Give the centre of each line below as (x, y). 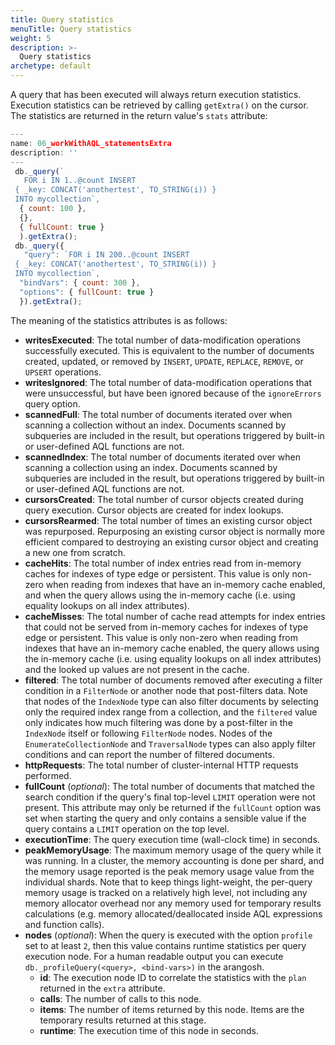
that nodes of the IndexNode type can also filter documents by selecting (171, 701)
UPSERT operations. (63, 372)
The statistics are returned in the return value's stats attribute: (139, 115)
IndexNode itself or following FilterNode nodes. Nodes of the (148, 733)
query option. (52, 403)
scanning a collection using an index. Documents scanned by (151, 467)
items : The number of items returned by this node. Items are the (172, 1009)
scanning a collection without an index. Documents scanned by (155, 425)
